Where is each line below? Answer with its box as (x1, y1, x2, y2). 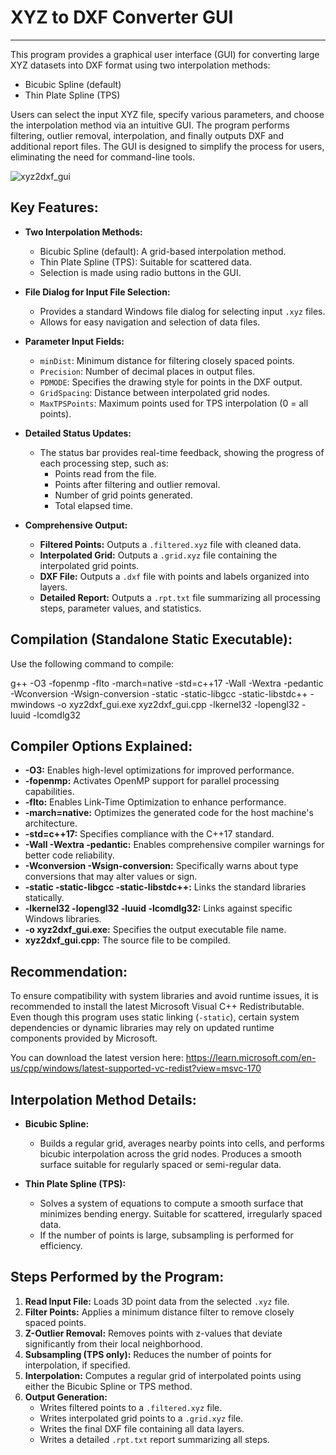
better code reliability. (24, 849, 115, 861)
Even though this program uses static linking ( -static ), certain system (10, 1011, 300, 1023)
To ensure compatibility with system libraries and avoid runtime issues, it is (10, 990, 319, 1002)
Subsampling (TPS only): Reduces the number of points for (24, 1348, 272, 1360)
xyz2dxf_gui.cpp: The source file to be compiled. (24, 934, 231, 946)
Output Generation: (24, 1391, 108, 1403)
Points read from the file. (54, 467, 157, 480)
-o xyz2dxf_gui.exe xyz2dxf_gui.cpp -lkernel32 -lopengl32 (56, 698, 300, 710)
